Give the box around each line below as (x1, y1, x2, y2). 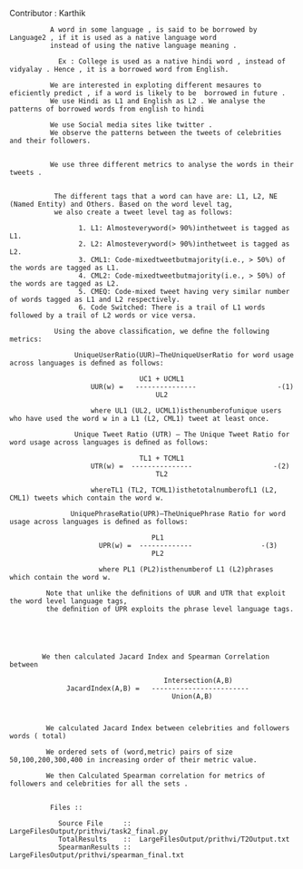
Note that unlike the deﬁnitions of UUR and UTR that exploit (45, 589, 286, 598)
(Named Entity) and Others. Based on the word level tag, (9, 200, 233, 209)
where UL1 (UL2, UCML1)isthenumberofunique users (90, 406, 282, 415)
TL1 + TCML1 (139, 454, 184, 463)
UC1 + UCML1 (139, 375, 184, 384)
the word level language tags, (9, 597, 128, 606)
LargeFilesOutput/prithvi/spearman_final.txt (9, 851, 184, 860)
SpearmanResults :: (57, 843, 132, 852)
